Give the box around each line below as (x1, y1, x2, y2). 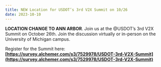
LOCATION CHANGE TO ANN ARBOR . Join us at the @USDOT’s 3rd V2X (5, 25, 154, 31)
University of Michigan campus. (5, 36, 71, 42)
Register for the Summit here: (5, 46, 66, 52)
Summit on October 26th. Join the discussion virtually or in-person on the (5, 31, 156, 37)
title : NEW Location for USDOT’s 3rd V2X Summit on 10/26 (5, 7, 128, 12)
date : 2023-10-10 (5, 12, 41, 17)
